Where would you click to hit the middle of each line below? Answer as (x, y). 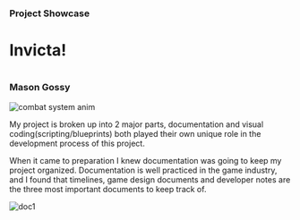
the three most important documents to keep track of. (108, 189)
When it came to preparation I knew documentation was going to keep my (146, 160)
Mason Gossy (40, 88)
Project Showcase (50, 13)
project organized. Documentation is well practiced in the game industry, (143, 170)
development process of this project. (77, 143)
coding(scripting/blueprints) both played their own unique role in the (135, 133)
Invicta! (38, 51)
